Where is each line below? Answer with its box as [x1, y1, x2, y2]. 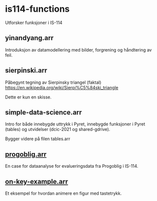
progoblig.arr [5, 150, 47, 158]
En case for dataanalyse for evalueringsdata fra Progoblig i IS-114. [5, 163, 138, 169]
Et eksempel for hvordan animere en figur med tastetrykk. [5, 190, 122, 196]
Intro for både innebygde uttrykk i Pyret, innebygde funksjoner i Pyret [5, 121, 146, 127]
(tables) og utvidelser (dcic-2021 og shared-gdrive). [5, 126, 110, 132]
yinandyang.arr [5, 34, 54, 42]
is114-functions [5, 3, 70, 15]
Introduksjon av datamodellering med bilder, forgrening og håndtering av [5, 47, 152, 52]
